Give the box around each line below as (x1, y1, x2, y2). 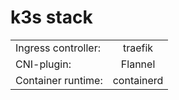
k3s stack (10, 6, 93, 29)
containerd (112, 73, 164, 87)
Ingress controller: (15, 41, 102, 55)
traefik (122, 41, 154, 55)
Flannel (120, 57, 156, 71)
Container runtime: (15, 73, 103, 87)
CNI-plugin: (15, 57, 72, 71)
